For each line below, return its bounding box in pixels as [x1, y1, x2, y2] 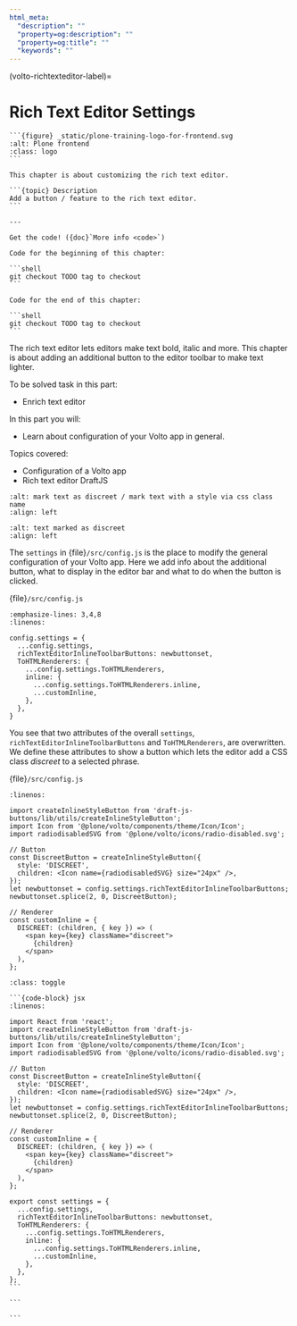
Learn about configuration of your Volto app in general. [21, 431, 225, 442]
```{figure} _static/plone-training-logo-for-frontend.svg [9, 131, 234, 141]
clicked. [9, 575, 38, 586]
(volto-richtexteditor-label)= [9, 71, 112, 81]
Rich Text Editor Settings [9, 102, 196, 122]
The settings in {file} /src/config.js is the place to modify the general [9, 547, 268, 558]
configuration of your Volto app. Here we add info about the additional [9, 557, 268, 567]
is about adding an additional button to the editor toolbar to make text [9, 352, 264, 363]
